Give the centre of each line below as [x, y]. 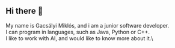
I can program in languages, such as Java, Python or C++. [78, 32]
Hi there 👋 [24, 11]
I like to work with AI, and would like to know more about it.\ [79, 38]
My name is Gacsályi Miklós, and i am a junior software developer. [87, 25]
